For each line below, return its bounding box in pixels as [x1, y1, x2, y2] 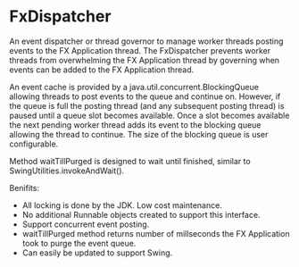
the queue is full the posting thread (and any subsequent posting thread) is [9, 100, 285, 111]
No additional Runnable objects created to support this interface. [21, 209, 261, 220]
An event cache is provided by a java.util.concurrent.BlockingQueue [9, 81, 259, 92]
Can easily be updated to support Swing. [21, 247, 173, 258]
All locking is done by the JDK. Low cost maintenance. [21, 199, 223, 211]
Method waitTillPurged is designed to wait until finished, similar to [9, 155, 252, 166]
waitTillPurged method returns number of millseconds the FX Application [21, 228, 290, 238]
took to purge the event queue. [21, 238, 137, 248]
